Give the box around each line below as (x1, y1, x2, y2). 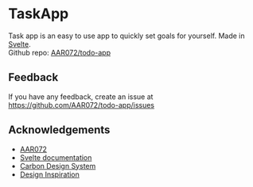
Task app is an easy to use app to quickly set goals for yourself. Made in (8, 31, 245, 40)
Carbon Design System (19, 161, 96, 170)
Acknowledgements (8, 124, 111, 137)
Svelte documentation (19, 152, 92, 162)
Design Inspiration (19, 170, 80, 179)
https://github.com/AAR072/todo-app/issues (8, 100, 155, 109)
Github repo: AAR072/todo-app (8, 48, 111, 57)
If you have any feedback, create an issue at (8, 92, 154, 101)
